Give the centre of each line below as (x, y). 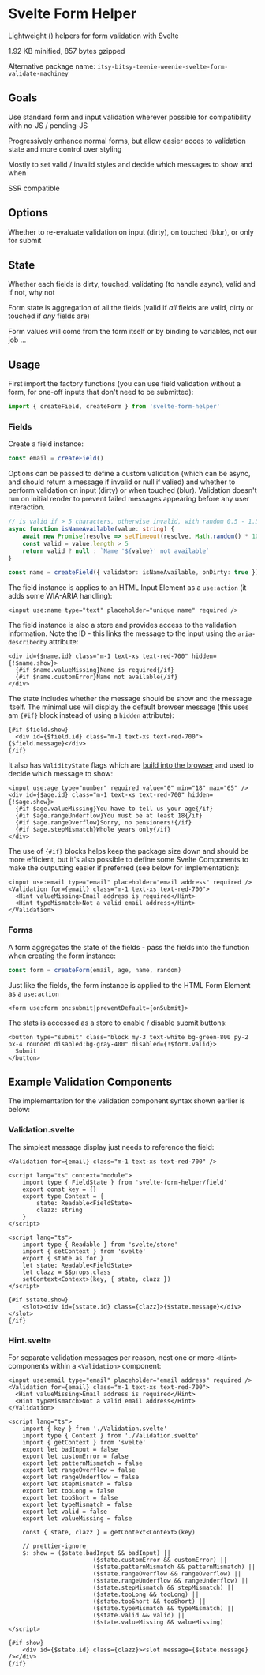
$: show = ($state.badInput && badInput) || (97, 1553)
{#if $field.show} (38, 730)
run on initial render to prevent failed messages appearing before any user (129, 499)
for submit (25, 240)
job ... (17, 340)
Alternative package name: (52, 66)
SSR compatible (34, 188)
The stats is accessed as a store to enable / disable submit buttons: (118, 1023)
